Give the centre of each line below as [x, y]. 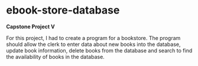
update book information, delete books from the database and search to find [99, 50]
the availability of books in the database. [55, 57]
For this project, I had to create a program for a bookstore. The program [93, 38]
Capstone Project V [30, 27]
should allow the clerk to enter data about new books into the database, [94, 44]
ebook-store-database [63, 10]
